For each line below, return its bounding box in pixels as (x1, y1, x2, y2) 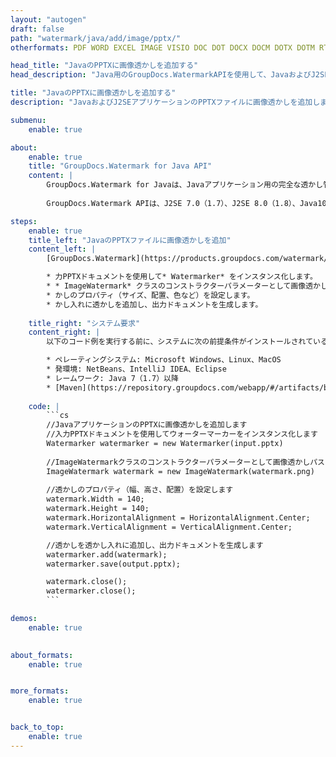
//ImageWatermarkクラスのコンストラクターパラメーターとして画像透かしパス (46, 457, 325, 467)
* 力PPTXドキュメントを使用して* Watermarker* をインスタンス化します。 (46, 272, 318, 282)
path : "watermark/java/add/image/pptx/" (10, 33, 182, 43)
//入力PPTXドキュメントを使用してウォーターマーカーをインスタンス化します (46, 429, 318, 440)
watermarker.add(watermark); (46, 549, 168, 560)
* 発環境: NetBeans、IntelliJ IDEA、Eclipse (46, 364, 227, 374)
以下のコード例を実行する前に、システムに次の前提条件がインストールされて (46, 337, 314, 347)
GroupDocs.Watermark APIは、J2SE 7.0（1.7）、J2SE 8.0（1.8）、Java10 (46, 198, 327, 208)
